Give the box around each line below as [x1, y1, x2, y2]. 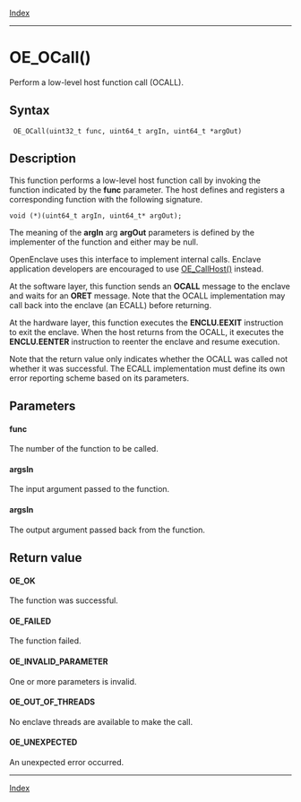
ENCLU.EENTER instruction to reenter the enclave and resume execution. [9, 336, 280, 347]
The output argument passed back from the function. [9, 524, 206, 535]
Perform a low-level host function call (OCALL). [9, 76, 184, 88]
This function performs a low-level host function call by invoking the [9, 175, 262, 185]
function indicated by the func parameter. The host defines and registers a [9, 184, 285, 195]
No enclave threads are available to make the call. [9, 716, 193, 727]
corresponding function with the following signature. [9, 194, 203, 204]
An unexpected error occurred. [9, 756, 125, 767]
